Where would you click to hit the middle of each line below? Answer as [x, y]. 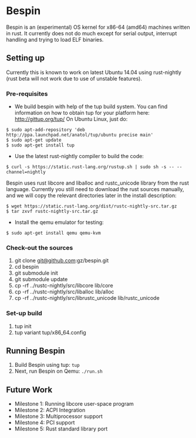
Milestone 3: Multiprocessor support [58, 416]
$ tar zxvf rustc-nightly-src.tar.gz [52, 212]
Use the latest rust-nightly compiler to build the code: [79, 156]
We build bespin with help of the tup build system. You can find [91, 106]
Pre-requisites [27, 93]
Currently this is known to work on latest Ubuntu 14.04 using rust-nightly [94, 72]
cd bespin [27, 267]
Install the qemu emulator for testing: [59, 222]
